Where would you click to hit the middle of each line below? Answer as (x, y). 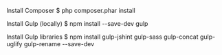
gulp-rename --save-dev (59, 44)
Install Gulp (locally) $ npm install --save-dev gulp (77, 23)
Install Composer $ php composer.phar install (71, 11)
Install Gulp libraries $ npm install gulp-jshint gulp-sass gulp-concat (102, 37)
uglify (14, 44)
